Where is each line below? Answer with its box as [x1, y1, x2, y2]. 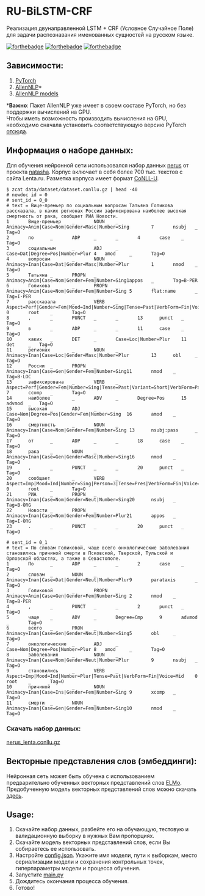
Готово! [15, 884, 35, 892]
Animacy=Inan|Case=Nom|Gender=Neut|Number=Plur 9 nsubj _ [6, 657, 198, 663]
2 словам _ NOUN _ [6, 571, 97, 578]
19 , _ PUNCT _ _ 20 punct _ [6, 465, 184, 471]
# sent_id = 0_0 [6, 197, 48, 203]
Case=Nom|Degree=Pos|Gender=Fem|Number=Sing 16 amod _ [6, 411, 176, 417]
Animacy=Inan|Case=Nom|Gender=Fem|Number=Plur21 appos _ [6, 512, 176, 519]
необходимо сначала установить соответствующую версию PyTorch [6, 121, 187, 128]
